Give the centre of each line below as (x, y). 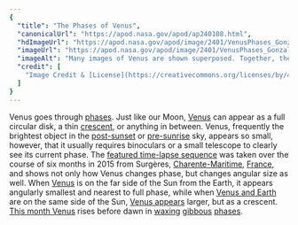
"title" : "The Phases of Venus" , (79, 26)
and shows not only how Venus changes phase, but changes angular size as (149, 173)
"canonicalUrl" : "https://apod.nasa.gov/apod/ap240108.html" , (134, 34)
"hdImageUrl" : (43, 42)
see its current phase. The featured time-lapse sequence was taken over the (149, 154)
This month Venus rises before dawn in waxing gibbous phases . (126, 211)
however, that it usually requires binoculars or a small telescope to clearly (143, 145)
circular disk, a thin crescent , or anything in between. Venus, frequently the (147, 126)
